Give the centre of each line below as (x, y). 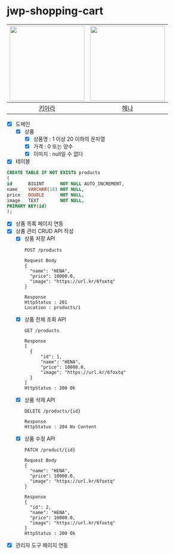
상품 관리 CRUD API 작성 (44, 231)
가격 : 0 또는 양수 (53, 147)
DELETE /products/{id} (52, 411)
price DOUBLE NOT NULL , (46, 195)
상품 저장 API (40, 239)
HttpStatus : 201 (46, 302)
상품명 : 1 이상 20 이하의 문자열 (69, 139)
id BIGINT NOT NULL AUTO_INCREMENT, (66, 184)
